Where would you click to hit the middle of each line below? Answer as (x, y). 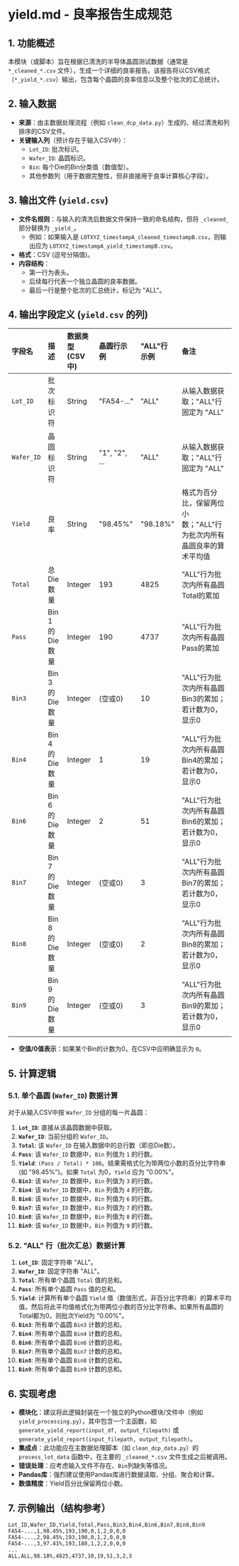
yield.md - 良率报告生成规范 (90, 15)
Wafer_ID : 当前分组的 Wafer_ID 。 (65, 1137)
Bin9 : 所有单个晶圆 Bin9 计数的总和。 (72, 1369)
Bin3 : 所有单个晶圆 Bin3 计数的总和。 (72, 1325)
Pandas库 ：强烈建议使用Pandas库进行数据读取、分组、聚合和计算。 (118, 1475)
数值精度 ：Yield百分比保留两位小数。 (72, 1483)
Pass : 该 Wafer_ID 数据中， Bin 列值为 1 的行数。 (87, 1155)
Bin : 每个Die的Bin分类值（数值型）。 (81, 167)
